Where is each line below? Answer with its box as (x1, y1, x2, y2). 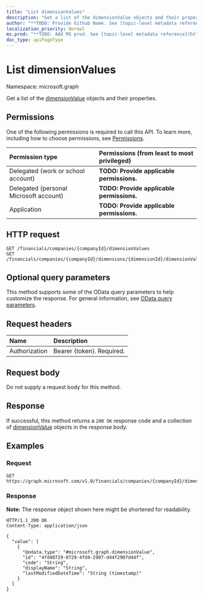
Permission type (9, 152, 58, 161)
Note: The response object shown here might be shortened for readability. (6, 506, 192, 513)
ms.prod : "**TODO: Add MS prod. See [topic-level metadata (6, 31, 158, 37)
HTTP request (6, 230, 60, 240)
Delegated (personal (9, 184, 68, 192)
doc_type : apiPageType (6, 37, 63, 43)
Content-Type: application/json (6, 522, 88, 529)
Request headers (6, 318, 72, 329)
